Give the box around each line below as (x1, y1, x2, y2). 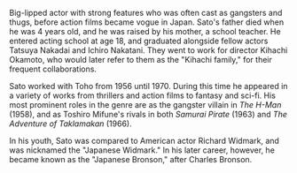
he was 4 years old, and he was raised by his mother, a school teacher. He (9, 26, 281, 36)
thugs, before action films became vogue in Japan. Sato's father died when (9, 17, 285, 27)
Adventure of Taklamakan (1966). (9, 118, 132, 129)
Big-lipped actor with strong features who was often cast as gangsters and (9, 8, 283, 18)
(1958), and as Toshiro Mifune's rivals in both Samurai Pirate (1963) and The (9, 109, 288, 119)
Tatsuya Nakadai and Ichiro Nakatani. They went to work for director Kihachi (9, 45, 288, 56)
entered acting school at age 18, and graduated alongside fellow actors (9, 35, 269, 46)
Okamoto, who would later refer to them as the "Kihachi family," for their (9, 55, 272, 64)
